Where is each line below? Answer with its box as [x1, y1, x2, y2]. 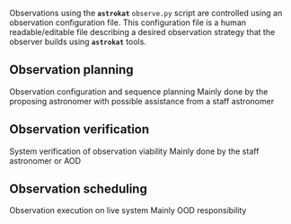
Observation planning [9, 62, 134, 77]
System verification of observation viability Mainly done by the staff [9, 146, 260, 157]
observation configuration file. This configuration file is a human [9, 17, 247, 28]
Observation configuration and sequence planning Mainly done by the [9, 85, 269, 97]
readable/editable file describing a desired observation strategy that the [9, 27, 276, 37]
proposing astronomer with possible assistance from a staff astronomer [9, 95, 275, 106]
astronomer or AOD [9, 155, 82, 166]
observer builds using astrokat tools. [9, 36, 146, 47]
